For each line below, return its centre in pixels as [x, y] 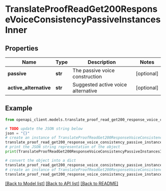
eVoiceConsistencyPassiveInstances [83, 19]
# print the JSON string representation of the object [63, 147]
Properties [22, 48]
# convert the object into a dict [41, 160]
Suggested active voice [100, 85]
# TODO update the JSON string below [44, 129]
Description [102, 62]
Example [19, 108]
